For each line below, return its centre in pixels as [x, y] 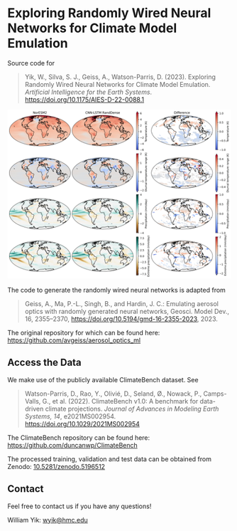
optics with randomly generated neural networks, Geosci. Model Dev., [127, 311]
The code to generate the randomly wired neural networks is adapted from [116, 290]
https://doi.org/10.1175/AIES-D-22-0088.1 [84, 99]
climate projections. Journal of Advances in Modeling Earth [132, 409]
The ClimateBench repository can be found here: [79, 437]
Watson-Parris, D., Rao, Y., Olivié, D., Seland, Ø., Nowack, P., [113, 394]
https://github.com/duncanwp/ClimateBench [73, 445]
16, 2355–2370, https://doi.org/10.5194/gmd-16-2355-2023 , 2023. [121, 319]
